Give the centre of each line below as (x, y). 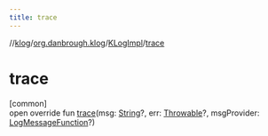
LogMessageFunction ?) (52, 122)
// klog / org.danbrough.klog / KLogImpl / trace (87, 43)
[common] (28, 103)
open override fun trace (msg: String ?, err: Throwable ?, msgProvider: (134, 113)
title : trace (33, 17)
